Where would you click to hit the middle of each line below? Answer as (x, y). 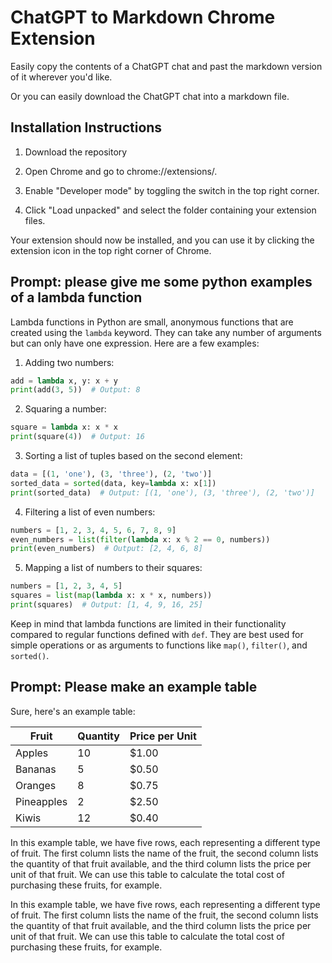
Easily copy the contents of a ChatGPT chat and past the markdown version (166, 66)
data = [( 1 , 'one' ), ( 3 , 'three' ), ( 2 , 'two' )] (111, 474)
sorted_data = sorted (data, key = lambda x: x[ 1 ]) (113, 483)
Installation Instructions (86, 127)
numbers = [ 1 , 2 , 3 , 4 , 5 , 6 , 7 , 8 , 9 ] (93, 530)
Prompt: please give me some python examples (161, 282)
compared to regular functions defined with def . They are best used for (157, 634)
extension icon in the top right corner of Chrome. (111, 250)
